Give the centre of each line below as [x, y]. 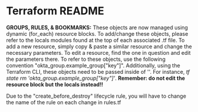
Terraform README [55, 11]
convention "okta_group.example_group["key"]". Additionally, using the [93, 65]
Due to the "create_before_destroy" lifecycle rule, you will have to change [96, 96]
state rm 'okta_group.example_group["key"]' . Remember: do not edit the [96, 78]
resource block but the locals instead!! [55, 84]
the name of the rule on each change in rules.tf [64, 102]
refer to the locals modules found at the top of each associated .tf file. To [95, 40]
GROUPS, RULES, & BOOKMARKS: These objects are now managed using [97, 27]
